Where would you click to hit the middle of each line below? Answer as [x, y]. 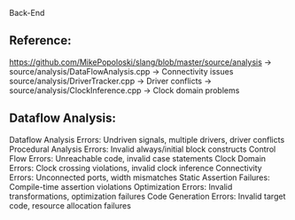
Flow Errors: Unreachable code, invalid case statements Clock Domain [138, 158]
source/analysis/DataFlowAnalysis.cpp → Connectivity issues [121, 71]
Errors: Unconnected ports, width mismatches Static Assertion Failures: [140, 177]
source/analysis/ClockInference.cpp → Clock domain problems [124, 90]
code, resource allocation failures [70, 205]
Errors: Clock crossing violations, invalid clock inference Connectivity [136, 168]
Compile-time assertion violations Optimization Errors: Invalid [121, 186]
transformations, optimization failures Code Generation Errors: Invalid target [147, 196]
